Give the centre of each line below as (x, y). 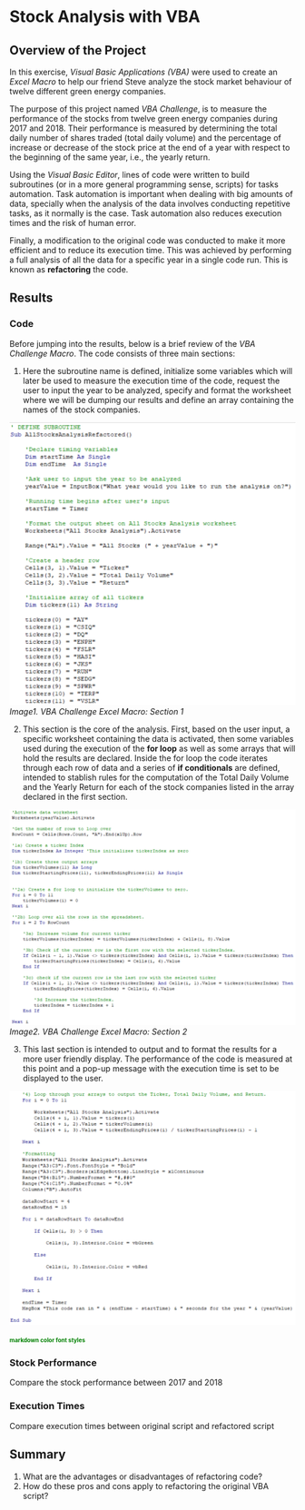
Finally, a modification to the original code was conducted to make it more (148, 241)
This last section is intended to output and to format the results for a (150, 1050)
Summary (38, 1455)
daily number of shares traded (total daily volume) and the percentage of (145, 138)
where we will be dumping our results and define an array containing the (158, 400)
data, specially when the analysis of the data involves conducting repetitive (150, 203)
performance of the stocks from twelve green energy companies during (144, 118)
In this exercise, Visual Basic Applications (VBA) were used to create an (144, 72)
